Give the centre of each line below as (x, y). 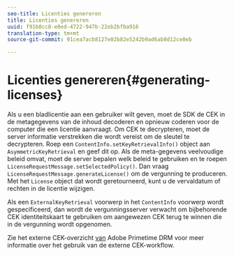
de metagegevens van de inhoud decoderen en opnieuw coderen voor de (113, 122)
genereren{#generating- (137, 80)
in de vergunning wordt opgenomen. (60, 225)
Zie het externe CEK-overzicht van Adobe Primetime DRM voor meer (106, 238)
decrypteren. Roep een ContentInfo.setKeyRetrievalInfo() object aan (109, 144)
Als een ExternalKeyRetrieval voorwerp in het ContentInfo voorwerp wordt (116, 202)
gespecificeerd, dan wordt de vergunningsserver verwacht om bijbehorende (117, 209)
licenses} (35, 95)
